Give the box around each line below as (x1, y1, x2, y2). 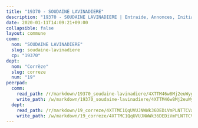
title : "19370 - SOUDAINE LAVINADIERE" (6, 8, 104, 15)
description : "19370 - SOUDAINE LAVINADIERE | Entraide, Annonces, (6, 14, 176, 20)
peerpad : (6, 80, 28, 86)
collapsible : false (6, 25, 54, 31)
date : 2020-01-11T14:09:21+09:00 (6, 19, 88, 25)
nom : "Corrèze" (11, 63, 49, 70)
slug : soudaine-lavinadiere (11, 47, 81, 53)
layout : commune (6, 31, 46, 37)
